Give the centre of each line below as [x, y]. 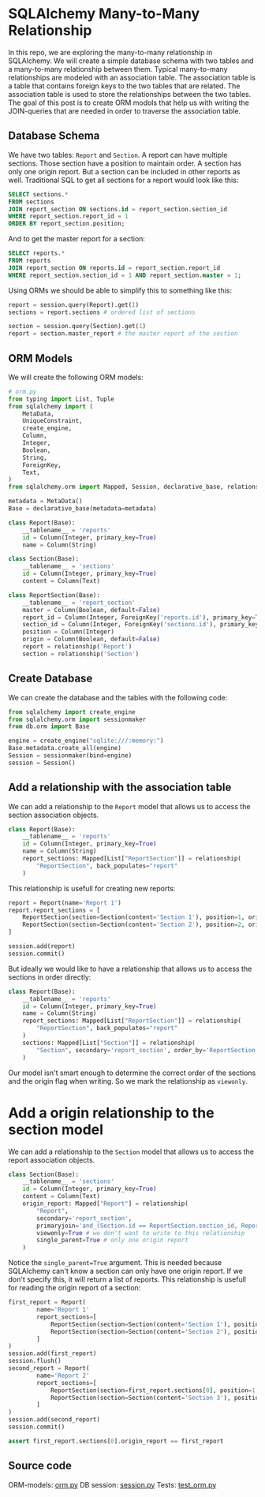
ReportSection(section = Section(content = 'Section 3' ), [140, 1398]
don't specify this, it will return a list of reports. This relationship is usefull [127, 1279]
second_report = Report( [49, 1368]
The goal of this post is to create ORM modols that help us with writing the [129, 103]
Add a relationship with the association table [120, 788]
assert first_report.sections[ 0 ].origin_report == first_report [116, 1441]
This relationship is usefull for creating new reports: [92, 888]
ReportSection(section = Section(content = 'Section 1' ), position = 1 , [134, 917]
